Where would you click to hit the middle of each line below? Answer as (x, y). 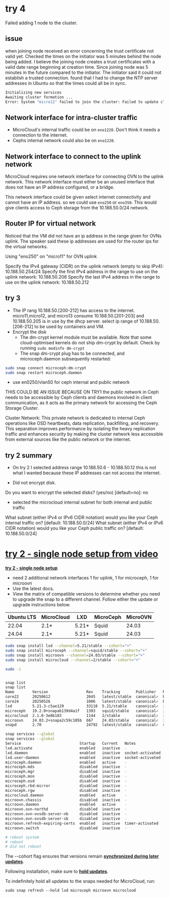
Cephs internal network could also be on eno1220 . (64, 141)
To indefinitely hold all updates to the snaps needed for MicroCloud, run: (80, 881)
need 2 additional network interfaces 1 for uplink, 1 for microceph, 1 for (86, 578)
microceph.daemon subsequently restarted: (65, 358)
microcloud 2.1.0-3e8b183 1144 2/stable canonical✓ (82, 715)
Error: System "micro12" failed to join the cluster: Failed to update (82, 102)
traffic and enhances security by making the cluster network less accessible (84, 434)
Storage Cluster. (22, 408)
